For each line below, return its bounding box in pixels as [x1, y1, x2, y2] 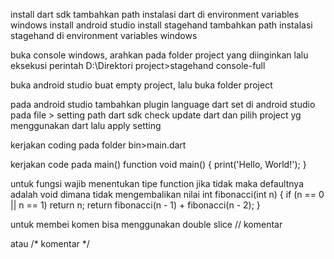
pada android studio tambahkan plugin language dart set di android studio [10, 99, 316, 110]
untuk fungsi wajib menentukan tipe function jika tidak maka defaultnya [10, 178, 304, 189]
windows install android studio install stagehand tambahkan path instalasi [10, 19, 313, 31]
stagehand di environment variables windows [10, 30, 198, 41]
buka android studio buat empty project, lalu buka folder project [10, 79, 273, 91]
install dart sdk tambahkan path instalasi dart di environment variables [10, 9, 300, 20]
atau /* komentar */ [10, 238, 90, 249]
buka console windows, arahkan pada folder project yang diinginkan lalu [10, 49, 309, 61]
